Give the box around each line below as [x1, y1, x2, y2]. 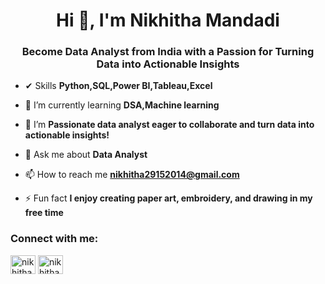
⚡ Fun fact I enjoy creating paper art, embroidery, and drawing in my [24, 192, 313, 204]
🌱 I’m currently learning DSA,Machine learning [24, 99, 220, 111]
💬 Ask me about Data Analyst [24, 149, 148, 161]
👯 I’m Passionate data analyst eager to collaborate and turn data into [24, 119, 315, 131]
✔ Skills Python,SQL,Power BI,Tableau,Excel [24, 80, 213, 92]
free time [24, 207, 64, 219]
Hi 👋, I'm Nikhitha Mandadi [56, 9, 280, 32]
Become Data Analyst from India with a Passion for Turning [21, 45, 315, 59]
